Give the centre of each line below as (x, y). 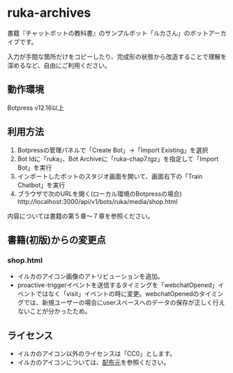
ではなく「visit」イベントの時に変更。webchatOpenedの (118, 294)
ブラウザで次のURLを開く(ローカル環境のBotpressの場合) (100, 193)
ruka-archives (49, 13)
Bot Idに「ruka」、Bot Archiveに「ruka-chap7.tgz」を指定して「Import (118, 159)
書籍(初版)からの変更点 (57, 240)
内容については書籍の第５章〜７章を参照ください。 (81, 216)
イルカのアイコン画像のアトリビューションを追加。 (90, 277)
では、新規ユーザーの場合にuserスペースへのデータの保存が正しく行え (124, 302)
